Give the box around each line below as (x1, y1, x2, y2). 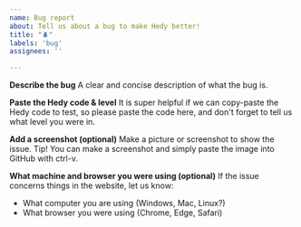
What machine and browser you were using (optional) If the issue (9, 171, 260, 182)
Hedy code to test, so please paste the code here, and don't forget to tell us (9, 107, 293, 118)
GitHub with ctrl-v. (9, 153, 79, 164)
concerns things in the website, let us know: (9, 180, 174, 191)
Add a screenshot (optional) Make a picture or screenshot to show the (9, 134, 275, 145)
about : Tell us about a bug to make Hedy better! (9, 22, 201, 31)
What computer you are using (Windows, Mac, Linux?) (22, 198, 226, 209)
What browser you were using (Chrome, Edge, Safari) (22, 207, 223, 218)
